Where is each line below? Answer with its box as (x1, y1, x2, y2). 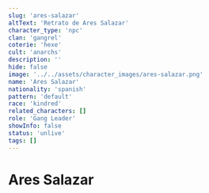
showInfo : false (8, 122, 62, 130)
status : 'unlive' (8, 129, 66, 137)
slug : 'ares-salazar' (8, 11, 80, 20)
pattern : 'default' (8, 93, 73, 100)
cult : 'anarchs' (8, 48, 62, 56)
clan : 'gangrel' (8, 33, 62, 42)
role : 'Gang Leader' (8, 115, 77, 123)
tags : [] (8, 136, 37, 145)
